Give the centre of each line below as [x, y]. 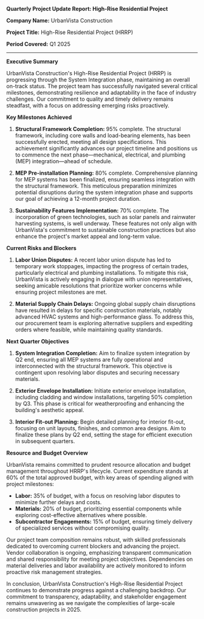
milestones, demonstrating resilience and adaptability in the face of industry [101, 93]
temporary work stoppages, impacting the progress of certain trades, [102, 266]
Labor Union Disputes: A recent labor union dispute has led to [93, 260]
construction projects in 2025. [44, 610]
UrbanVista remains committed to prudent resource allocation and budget [99, 465]
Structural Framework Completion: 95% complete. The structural [98, 129]
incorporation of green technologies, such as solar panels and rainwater [105, 217]
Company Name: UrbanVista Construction [59, 20]
